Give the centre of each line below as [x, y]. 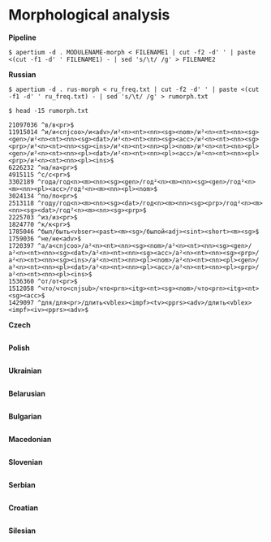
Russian [22, 74]
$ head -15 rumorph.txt [49, 111]
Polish [19, 348]
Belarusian [27, 393]
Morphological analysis [89, 15]
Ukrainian [25, 371]
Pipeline [22, 37]
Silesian [22, 531]
